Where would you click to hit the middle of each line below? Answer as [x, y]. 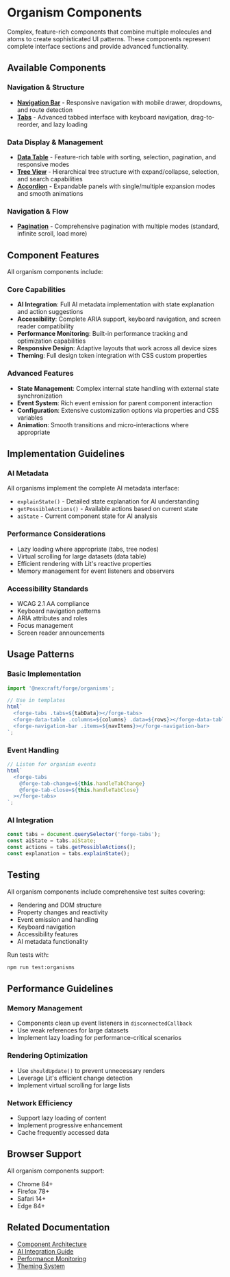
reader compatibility [45, 326]
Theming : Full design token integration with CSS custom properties [112, 356]
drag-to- [203, 117]
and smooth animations [50, 193]
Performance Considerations [56, 534]
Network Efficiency [40, 1103]
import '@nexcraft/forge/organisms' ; [61, 688]
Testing [24, 875]
